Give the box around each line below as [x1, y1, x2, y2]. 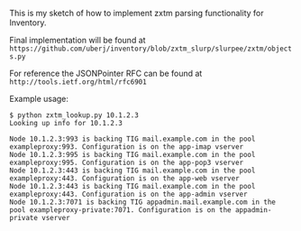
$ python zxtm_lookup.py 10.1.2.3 [9, 111, 140, 120]
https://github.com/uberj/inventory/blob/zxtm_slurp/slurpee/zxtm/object [9, 44, 293, 53]
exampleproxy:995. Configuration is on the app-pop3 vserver [9, 158, 244, 167]
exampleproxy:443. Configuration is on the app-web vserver [9, 174, 241, 183]
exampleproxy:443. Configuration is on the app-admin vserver [9, 189, 248, 199]
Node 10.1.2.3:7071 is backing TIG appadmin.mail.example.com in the [9, 198, 277, 207]
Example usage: [9, 94, 69, 104]
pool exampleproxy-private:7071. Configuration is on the [9, 206, 232, 215]
